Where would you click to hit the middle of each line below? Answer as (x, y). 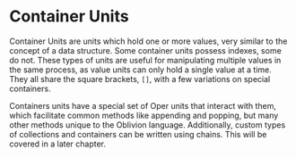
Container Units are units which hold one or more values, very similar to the (148, 41)
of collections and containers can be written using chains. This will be (138, 134)
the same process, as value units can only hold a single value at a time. (140, 70)
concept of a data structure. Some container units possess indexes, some (146, 50)
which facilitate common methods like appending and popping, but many (144, 115)
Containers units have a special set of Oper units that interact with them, (143, 105)
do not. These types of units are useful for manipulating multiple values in (145, 60)
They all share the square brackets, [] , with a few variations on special (140, 79)
